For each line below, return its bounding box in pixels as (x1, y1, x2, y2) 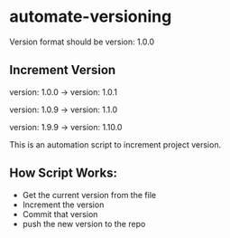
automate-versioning (9, 6, 172, 27)
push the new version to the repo (22, 218, 146, 229)
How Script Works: (9, 166, 117, 181)
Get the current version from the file (22, 189, 156, 200)
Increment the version (22, 199, 105, 210)
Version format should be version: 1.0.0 (9, 36, 155, 47)
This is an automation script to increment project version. (9, 138, 222, 150)
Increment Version (9, 62, 116, 78)
